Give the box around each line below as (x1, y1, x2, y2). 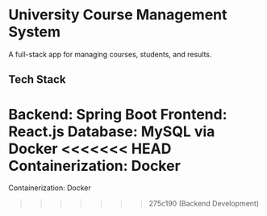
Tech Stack (8, 73, 66, 86)
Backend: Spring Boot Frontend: (8, 105, 227, 123)
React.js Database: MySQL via (8, 123, 215, 140)
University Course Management (8, 6, 227, 24)
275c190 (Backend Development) (148, 199, 260, 209)
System (8, 23, 61, 41)
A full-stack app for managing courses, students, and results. (8, 49, 212, 59)
